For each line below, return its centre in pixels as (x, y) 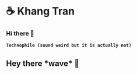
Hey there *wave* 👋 (43, 63)
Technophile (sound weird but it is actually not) (69, 45)
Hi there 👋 (20, 34)
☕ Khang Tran (40, 11)
